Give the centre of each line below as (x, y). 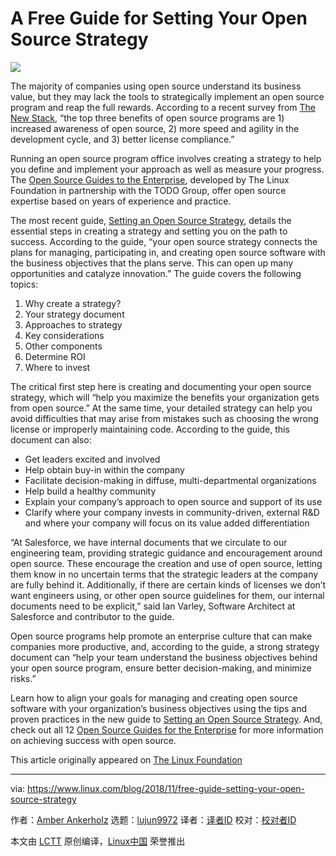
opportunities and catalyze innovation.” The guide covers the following (156, 273)
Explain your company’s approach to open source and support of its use (173, 501)
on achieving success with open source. (93, 740)
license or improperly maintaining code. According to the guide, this (150, 429)
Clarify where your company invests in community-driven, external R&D (172, 512)
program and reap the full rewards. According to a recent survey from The (163, 107)
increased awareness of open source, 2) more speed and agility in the (155, 128)
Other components (63, 346)
